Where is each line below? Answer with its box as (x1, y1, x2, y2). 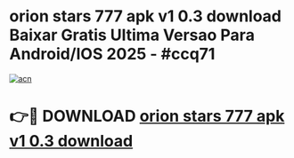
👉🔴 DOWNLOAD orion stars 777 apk (9, 107, 285, 126)
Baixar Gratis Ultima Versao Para (9, 25, 256, 45)
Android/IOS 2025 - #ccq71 (9, 44, 216, 64)
